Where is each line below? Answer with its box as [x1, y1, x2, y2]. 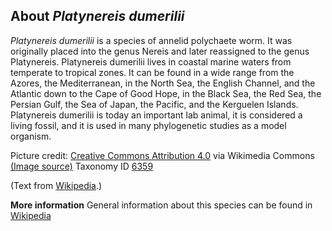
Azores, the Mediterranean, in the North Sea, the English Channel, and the [10, 77, 316, 89]
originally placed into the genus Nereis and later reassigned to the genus [10, 45, 310, 57]
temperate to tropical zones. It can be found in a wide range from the [10, 66, 295, 78]
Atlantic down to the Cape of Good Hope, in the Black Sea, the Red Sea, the [10, 87, 322, 99]
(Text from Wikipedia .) [10, 179, 103, 191]
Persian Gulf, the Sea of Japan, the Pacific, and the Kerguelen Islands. [10, 98, 299, 110]
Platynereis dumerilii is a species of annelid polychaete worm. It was [10, 34, 293, 46]
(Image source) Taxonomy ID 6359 [10, 160, 154, 172]
